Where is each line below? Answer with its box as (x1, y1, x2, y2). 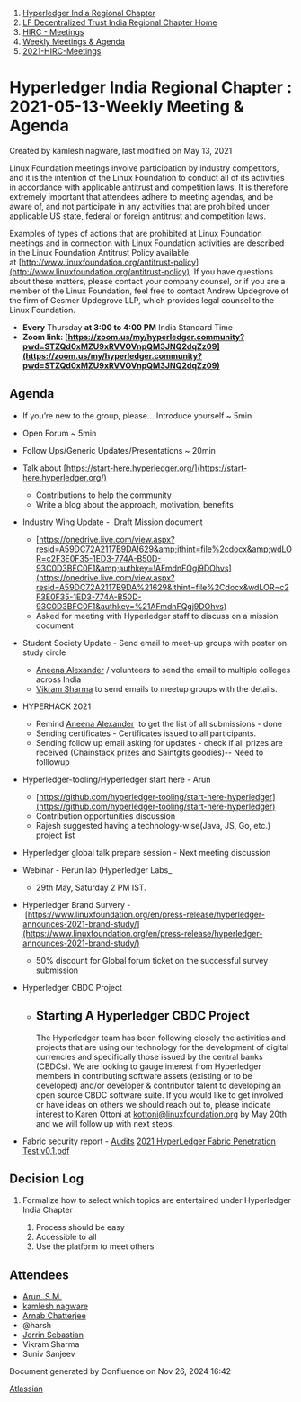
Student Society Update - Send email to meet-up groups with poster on (22, 637, 288, 648)
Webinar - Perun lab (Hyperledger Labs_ (22, 864, 173, 876)
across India (35, 674, 82, 685)
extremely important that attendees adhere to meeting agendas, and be (9, 191, 274, 202)
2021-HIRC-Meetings (22, 46, 102, 57)
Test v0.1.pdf (22, 1145, 70, 1155)
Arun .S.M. (22, 1291, 62, 1302)
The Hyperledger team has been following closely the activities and (35, 1032, 286, 1043)
